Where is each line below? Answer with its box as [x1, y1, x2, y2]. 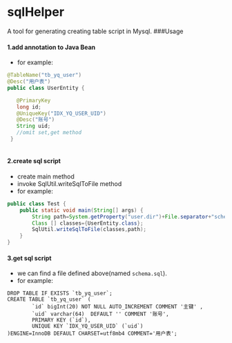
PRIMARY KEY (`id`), [32, 317, 91, 324]
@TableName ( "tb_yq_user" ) [7, 72, 81, 79]
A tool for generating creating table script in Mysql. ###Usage [7, 27, 184, 35]
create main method [17, 172, 75, 180]
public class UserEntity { [7, 84, 85, 91]
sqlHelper [7, 4, 64, 20]
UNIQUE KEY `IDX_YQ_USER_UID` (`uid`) [32, 323, 144, 330]
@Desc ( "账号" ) [16, 116, 55, 123]
